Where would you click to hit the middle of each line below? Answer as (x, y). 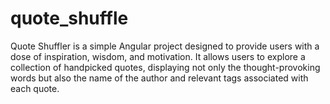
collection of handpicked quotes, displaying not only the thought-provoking (165, 67)
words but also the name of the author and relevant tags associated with (159, 78)
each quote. (35, 88)
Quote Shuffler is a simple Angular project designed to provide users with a (165, 46)
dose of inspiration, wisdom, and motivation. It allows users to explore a (158, 56)
